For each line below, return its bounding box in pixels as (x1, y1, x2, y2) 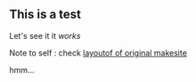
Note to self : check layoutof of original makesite (9, 48, 187, 58)
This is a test (9, 7, 82, 22)
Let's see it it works (9, 30, 81, 41)
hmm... (9, 64, 35, 75)
